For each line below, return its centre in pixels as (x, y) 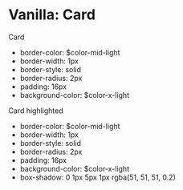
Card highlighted (36, 111)
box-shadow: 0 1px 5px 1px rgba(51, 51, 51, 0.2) (98, 177)
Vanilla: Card (52, 15)
